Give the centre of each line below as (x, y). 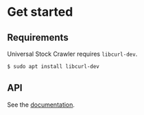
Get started (40, 12)
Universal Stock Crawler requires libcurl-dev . (72, 54)
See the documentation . (41, 105)
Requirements (38, 38)
